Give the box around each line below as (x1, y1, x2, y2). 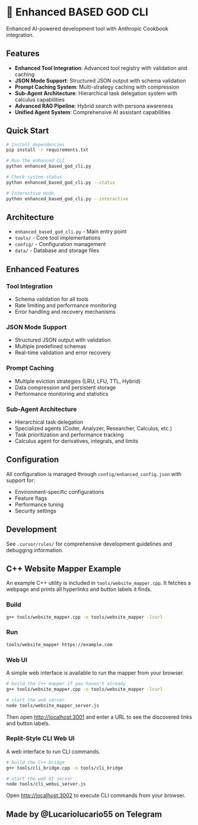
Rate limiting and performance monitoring (14, 302, 117, 309)
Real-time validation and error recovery (14, 349, 111, 356)
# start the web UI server (6, 776, 73, 782)
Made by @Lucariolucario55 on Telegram (6, 809, 162, 819)
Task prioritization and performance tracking (14, 431, 124, 438)
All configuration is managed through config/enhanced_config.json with (6, 470, 182, 477)
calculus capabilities (14, 96, 65, 103)
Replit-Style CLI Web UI (6, 734, 75, 742)
